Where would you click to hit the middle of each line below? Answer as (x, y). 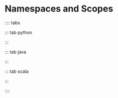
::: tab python (18, 32)
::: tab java (15, 52)
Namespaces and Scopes (59, 9)
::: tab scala (17, 71)
